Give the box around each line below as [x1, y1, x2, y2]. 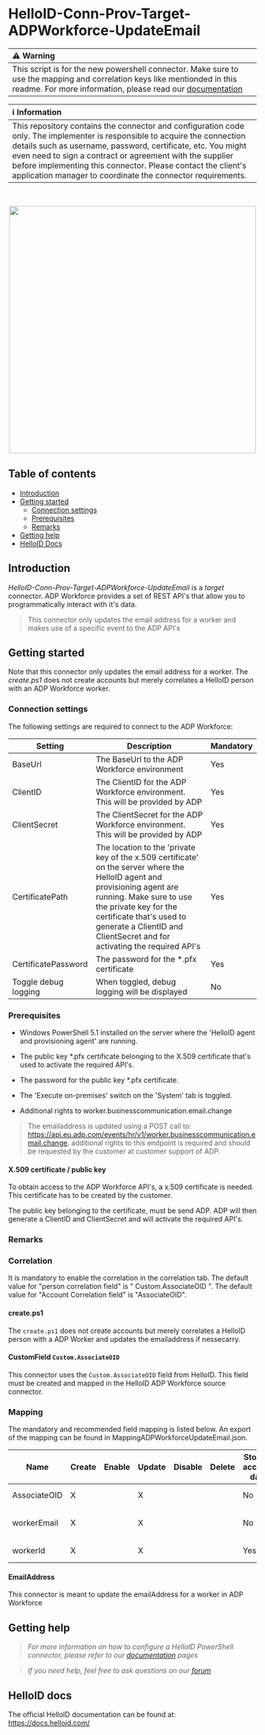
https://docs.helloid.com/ [8, 1718, 91, 1727]
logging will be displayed [95, 986, 188, 997]
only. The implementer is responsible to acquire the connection [12, 130, 246, 141]
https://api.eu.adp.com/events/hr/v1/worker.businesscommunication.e [27, 1129, 256, 1139]
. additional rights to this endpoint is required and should [66, 1138, 251, 1147]
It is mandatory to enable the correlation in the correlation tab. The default [8, 1273, 249, 1282]
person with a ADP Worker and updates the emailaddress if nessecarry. [8, 1334, 241, 1343]
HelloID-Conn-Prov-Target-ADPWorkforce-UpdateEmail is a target [8, 582, 225, 592]
